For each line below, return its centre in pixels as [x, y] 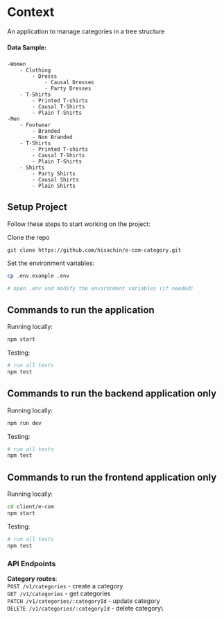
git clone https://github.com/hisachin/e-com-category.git [94, 250]
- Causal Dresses [69, 82]
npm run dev [24, 423]
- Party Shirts [54, 174]
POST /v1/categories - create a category [65, 586]
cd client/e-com [31, 507]
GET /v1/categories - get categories [59, 593]
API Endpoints [32, 563]
